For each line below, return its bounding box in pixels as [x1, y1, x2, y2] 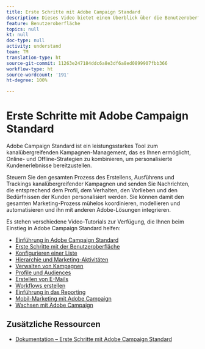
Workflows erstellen [15, 282, 66, 290]
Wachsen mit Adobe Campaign [15, 301, 93, 309]
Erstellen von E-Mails [15, 276, 69, 283]
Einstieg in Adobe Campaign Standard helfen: [6, 225, 121, 232]
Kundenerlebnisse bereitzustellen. [6, 162, 92, 169]
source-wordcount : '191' [6, 72, 70, 78]
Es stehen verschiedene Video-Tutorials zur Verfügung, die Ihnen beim [6, 218, 184, 225]
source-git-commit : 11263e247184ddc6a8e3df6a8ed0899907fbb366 [6, 60, 168, 66]
